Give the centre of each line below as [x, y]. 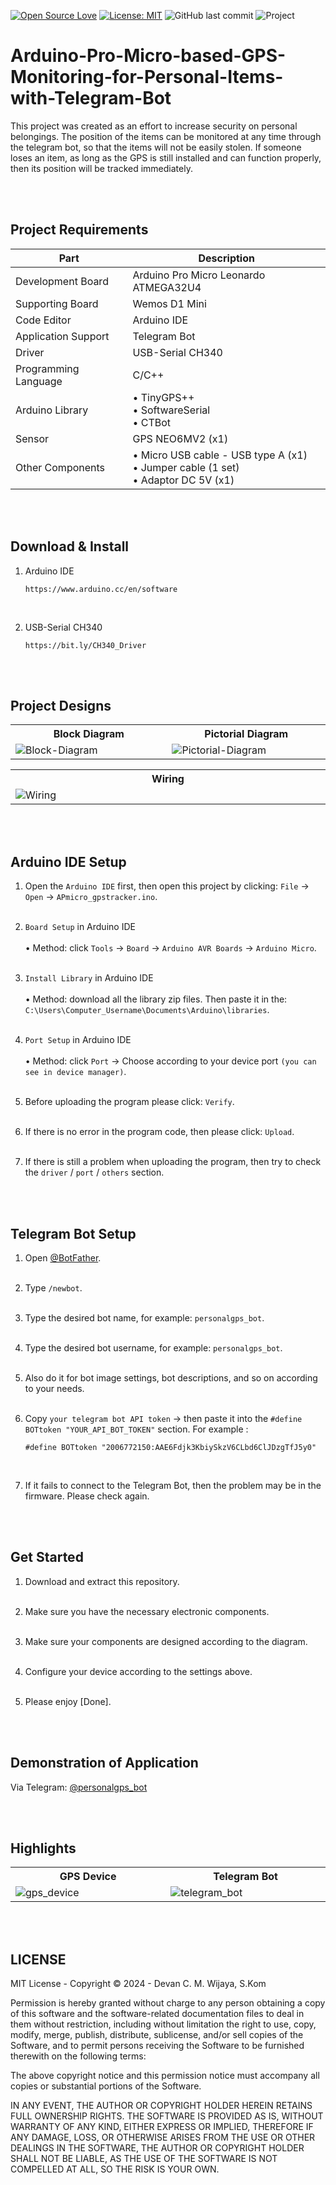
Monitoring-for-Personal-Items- [147, 77]
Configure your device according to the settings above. [138, 1671]
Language [39, 381]
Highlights [43, 1848]
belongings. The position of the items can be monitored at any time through [166, 136]
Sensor [32, 438]
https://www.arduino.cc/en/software [101, 589]
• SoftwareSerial [171, 410]
